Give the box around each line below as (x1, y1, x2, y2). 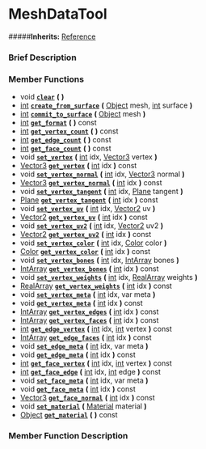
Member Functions (8, 74, 85, 85)
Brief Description (8, 52, 77, 63)
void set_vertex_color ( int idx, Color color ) (19, 238, 167, 248)
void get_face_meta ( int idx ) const (19, 384, 136, 394)
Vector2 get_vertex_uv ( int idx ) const (19, 212, 148, 222)
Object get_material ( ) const (19, 410, 119, 420)
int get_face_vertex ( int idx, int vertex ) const (19, 358, 172, 368)
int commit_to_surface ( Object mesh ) (19, 109, 146, 119)
